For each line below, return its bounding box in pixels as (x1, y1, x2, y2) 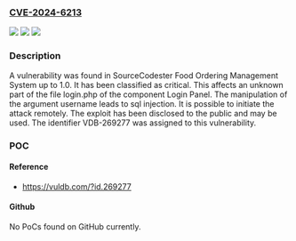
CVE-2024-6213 (9, 6, 83, 19)
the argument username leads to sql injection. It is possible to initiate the (9, 98, 275, 108)
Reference (9, 162, 49, 173)
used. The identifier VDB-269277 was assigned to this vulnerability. (9, 117, 257, 128)
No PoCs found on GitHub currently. (9, 221, 141, 232)
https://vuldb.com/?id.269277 (21, 181, 132, 192)
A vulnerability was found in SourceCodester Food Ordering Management (9, 69, 278, 81)
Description (9, 50, 61, 62)
